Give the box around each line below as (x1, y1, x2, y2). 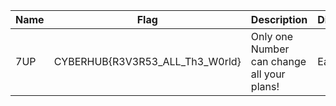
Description (250, 13, 308, 26)
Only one (250, 30, 294, 43)
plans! (250, 80, 280, 93)
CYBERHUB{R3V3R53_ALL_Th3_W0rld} (53, 55, 242, 68)
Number (250, 42, 290, 56)
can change (250, 55, 307, 68)
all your (250, 67, 286, 81)
